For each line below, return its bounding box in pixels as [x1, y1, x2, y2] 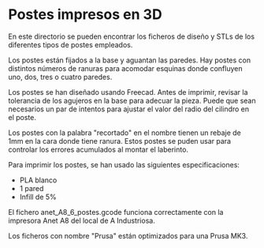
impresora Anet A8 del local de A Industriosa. [8, 216, 155, 225]
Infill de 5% [19, 192, 57, 201]
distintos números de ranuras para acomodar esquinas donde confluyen [8, 63, 243, 73]
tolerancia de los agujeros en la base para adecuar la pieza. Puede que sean [8, 96, 256, 105]
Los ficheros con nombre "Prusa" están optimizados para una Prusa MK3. [8, 231, 248, 240]
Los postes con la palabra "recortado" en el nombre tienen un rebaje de [8, 128, 242, 137]
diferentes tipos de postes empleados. [8, 39, 133, 49]
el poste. [8, 112, 37, 122]
